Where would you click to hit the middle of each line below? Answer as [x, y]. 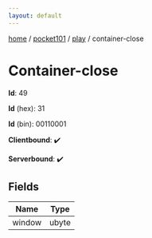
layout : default [35, 16]
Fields [24, 186]
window [27, 223]
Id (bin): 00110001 [37, 124]
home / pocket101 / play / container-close [76, 38]
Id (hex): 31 [27, 108]
